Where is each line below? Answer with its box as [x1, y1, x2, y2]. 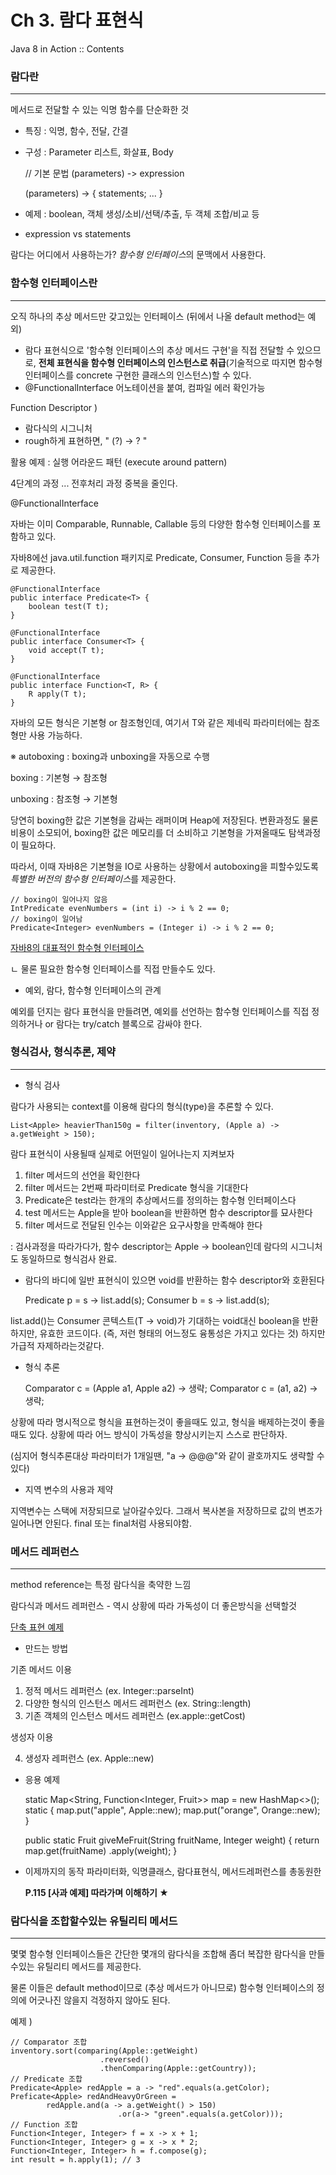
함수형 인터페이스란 [10, 276, 98, 290]
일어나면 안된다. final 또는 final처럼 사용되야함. [10, 1517, 193, 1529]
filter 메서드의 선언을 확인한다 [24, 1169, 141, 1181]
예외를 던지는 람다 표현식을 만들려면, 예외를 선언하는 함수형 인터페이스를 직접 [10, 1005, 310, 1017]
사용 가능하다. [28, 729, 83, 741]
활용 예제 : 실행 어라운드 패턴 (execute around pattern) [10, 456, 228, 468]
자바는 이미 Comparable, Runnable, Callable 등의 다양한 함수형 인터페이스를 [10, 517, 311, 530]
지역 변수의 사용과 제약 [24, 1483, 114, 1495]
